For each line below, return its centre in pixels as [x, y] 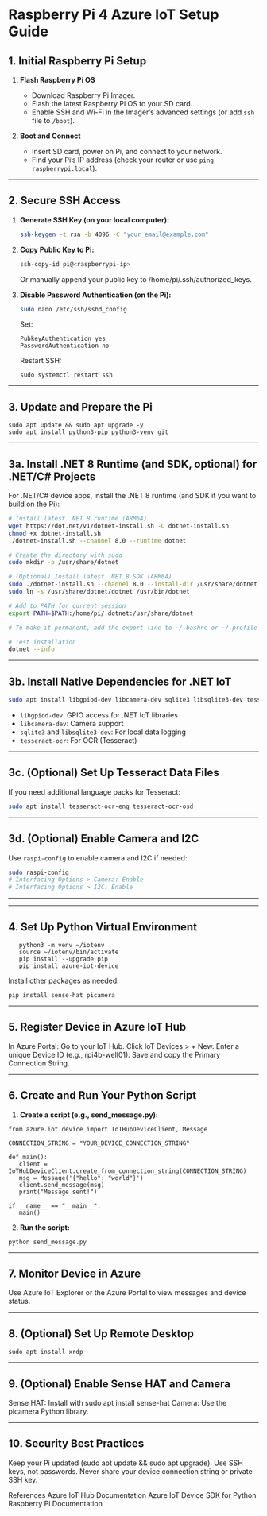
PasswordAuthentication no [64, 346]
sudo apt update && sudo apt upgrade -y [76, 425]
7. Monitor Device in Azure [75, 1273]
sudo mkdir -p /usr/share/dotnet [64, 563]
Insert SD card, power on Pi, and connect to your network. [127, 151]
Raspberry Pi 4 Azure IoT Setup [114, 15]
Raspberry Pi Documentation [56, 1503]
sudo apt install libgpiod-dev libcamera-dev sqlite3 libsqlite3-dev [126, 700]
